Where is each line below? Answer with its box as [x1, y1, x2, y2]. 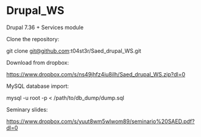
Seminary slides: [6, 105, 48, 113]
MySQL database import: [6, 82, 69, 90]
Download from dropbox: [6, 59, 69, 66]
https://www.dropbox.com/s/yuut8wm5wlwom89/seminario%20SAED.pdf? [6, 118, 195, 125]
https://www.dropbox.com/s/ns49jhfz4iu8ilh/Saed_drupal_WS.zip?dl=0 [6, 70, 186, 78]
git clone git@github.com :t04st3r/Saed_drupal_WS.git [6, 47, 141, 55]
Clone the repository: [6, 35, 60, 42]
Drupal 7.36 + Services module [6, 24, 84, 31]
